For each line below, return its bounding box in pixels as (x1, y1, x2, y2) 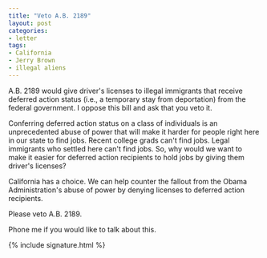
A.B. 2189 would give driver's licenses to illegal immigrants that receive (8, 86, 243, 95)
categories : (8, 26, 48, 34)
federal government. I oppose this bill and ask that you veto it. (8, 103, 212, 112)
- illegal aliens (8, 64, 67, 72)
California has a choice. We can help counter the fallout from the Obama (8, 176, 247, 186)
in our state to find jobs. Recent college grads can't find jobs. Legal (8, 135, 230, 145)
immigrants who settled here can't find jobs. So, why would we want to (8, 143, 243, 153)
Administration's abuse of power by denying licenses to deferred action (8, 185, 245, 195)
